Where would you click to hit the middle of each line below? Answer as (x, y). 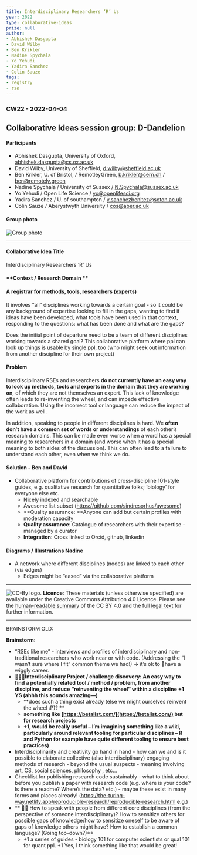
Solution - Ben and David (37, 468)
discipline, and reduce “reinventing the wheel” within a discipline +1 (99, 689)
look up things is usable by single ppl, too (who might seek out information (96, 347)
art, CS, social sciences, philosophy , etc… (66, 771)
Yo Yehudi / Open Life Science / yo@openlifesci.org (77, 193)
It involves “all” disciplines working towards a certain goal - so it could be (95, 304)
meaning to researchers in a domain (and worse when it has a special (90, 442)
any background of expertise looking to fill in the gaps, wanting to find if (93, 311)
